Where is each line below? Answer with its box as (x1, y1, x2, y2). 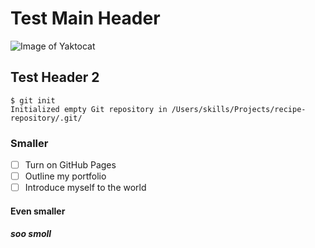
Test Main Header (10, 7, 161, 30)
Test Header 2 (10, 69, 100, 86)
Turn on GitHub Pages (24, 159, 117, 171)
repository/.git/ (10, 113, 83, 123)
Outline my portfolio (24, 170, 107, 182)
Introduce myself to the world (24, 182, 147, 194)
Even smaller (10, 205, 66, 217)
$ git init (10, 95, 56, 106)
